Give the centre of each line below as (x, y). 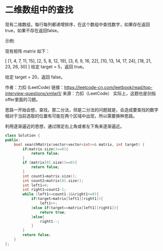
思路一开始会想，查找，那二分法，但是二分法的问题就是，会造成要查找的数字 (82, 109)
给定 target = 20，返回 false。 (35, 77)
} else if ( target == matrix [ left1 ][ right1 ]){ (75, 208)
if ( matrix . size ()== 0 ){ (45, 149)
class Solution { (23, 135)
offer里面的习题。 (23, 99)
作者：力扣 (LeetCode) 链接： (35, 87)
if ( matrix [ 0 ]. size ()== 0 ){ (50, 163)
